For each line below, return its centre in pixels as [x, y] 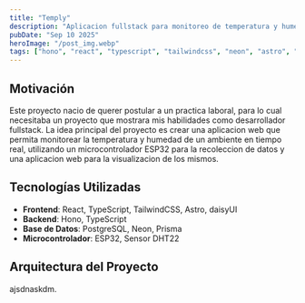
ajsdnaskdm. [33, 288]
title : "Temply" [40, 18]
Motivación [42, 89]
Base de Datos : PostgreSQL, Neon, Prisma [102, 228]
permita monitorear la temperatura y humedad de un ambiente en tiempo [146, 139]
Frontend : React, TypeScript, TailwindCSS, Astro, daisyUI [130, 209]
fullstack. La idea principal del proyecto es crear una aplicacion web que [145, 129]
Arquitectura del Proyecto [84, 267]
